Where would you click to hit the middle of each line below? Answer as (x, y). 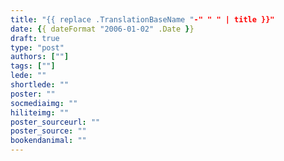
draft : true (35, 38)
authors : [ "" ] (40, 57)
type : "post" (37, 47)
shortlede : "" (40, 85)
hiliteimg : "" (40, 112)
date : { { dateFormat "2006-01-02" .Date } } (102, 29)
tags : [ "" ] (33, 66)
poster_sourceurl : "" (55, 122)
